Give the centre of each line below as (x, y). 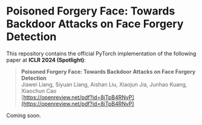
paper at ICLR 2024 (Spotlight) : (46, 60)
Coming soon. (24, 115)
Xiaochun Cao (39, 91)
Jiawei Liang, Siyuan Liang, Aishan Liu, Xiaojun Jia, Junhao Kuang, (104, 84)
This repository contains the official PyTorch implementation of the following (101, 53)
